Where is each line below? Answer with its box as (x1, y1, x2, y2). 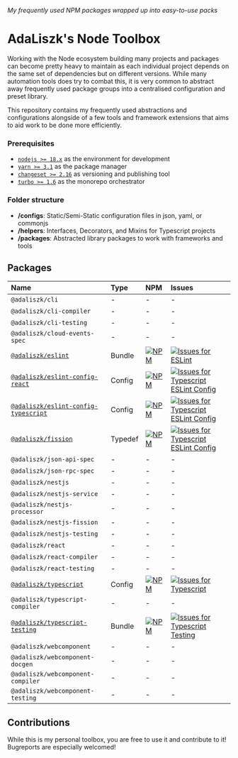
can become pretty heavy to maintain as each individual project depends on (7, 62, 229, 70)
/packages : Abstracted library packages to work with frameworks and (17, 234, 223, 242)
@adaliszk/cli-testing (11, 319, 87, 327)
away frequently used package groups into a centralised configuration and (7, 84, 225, 93)
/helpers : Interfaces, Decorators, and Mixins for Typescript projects (17, 226, 216, 235)
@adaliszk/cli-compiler (11, 307, 91, 315)
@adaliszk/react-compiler (11, 553, 98, 561)
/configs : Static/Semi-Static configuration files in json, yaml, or (17, 211, 203, 219)
